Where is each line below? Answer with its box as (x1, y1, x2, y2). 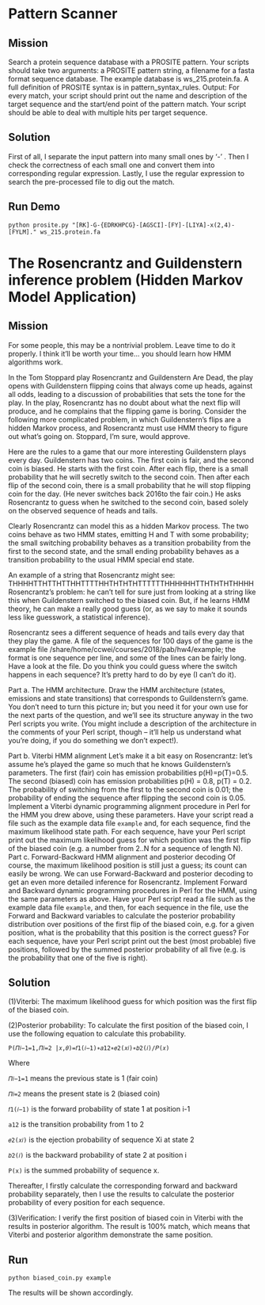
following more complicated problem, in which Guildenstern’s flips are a (8, 414, 241, 424)
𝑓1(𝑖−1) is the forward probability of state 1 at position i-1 (8, 1105, 191, 1114)
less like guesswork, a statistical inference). (8, 612, 150, 622)
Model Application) (8, 288, 137, 306)
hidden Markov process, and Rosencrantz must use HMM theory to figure (8, 423, 248, 433)
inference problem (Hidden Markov (8, 271, 244, 289)
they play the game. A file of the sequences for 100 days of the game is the (8, 635, 253, 646)
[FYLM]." (8, 227, 37, 236)
